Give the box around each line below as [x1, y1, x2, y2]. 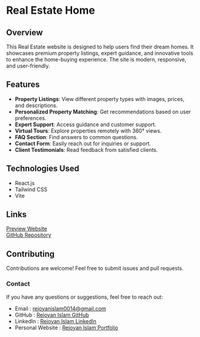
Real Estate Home [6, 4, 95, 17]
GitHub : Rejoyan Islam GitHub [14, 311, 89, 318]
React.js [14, 179, 35, 186]
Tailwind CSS [14, 186, 48, 193]
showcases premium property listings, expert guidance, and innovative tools [6, 50, 193, 57]
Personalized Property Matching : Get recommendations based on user [14, 108, 192, 115]
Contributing [6, 249, 55, 259]
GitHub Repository [6, 231, 52, 239]
